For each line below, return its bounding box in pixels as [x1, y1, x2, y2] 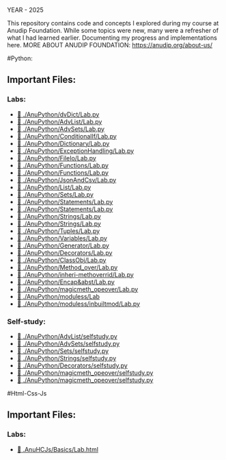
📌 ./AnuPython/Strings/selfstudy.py [16, 354, 117, 362]
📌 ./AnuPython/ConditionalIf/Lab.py [16, 132, 117, 140]
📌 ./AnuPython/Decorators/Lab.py [16, 248, 113, 256]
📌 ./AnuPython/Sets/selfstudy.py [16, 346, 109, 355]
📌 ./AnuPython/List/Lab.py [16, 183, 91, 191]
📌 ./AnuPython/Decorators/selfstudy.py [16, 361, 128, 370]
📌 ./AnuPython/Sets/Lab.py [16, 190, 94, 198]
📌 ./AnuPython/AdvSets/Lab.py [16, 125, 104, 133]
